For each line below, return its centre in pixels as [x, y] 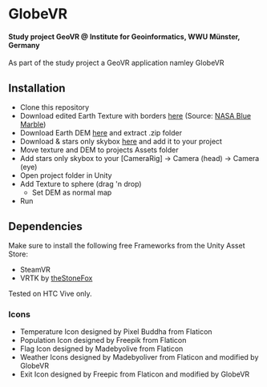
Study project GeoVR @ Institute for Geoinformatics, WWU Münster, [124, 36]
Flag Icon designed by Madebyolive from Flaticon [101, 349]
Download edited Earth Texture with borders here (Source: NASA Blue [135, 116]
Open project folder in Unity [66, 175]
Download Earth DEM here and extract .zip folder [101, 133]
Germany [24, 45]
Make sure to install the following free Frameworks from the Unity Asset [127, 246]
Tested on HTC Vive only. [50, 294]
